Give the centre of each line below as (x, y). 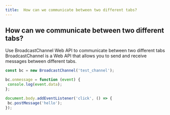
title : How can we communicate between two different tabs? (71, 10)
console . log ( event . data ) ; (35, 85)
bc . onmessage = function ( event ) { (43, 80)
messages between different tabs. (41, 61)
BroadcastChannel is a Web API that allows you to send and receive (76, 56)
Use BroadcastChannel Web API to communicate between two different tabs (85, 51)
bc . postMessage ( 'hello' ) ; (35, 103)
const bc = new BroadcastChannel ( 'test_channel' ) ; (60, 71)
